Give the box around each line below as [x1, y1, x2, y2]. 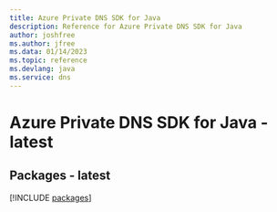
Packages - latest [9, 168, 111, 184]
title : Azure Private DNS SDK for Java [9, 13, 161, 23]
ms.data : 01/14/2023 [9, 48, 88, 57]
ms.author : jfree [9, 38, 76, 48]
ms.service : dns [9, 73, 71, 82]
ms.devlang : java [9, 65, 76, 74]
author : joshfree [9, 30, 76, 39]
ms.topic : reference [9, 56, 88, 65]
